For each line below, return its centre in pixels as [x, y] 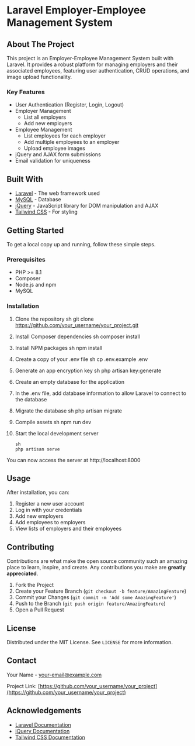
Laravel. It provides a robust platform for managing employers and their [92, 64]
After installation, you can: [38, 493]
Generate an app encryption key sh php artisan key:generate [88, 370]
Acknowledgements [44, 711]
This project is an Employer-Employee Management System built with [90, 58]
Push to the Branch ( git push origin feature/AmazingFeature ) [90, 604]
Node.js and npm [36, 285]
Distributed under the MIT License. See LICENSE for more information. [90, 642]
